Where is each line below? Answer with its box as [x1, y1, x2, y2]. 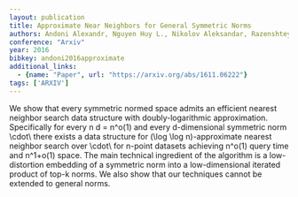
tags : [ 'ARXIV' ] [9, 79, 69, 87]
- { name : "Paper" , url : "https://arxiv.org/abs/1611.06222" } [17, 71, 248, 80]
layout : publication [9, 12, 86, 22]
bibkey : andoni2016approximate [9, 54, 125, 63]
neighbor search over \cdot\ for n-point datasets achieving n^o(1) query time [9, 140, 289, 151]
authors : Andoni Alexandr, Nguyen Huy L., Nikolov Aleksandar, [9, 29, 248, 38]
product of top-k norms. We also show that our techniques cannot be [9, 169, 263, 179]
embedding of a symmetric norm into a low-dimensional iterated [45, 159, 281, 170]
